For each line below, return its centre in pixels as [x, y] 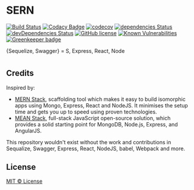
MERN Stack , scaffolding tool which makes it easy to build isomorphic [100, 99]
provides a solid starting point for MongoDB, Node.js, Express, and [96, 124]
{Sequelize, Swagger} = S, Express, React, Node [66, 50]
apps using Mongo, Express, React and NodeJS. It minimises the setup [101, 105]
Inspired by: [21, 87]
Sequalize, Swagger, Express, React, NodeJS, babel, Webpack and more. [96, 148]
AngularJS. [28, 131]
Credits [20, 73]
